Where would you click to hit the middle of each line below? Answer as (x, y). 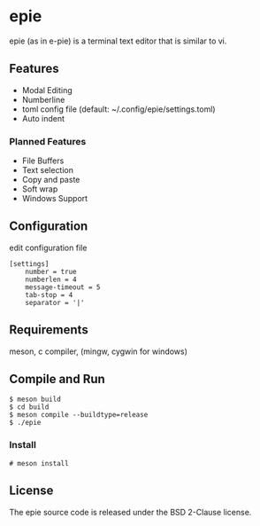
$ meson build (35, 400)
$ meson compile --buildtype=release (79, 415)
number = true (51, 271)
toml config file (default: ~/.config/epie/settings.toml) (119, 109)
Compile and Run (57, 379)
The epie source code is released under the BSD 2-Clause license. (130, 512)
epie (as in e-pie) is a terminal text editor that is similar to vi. (118, 41)
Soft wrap (40, 189)
